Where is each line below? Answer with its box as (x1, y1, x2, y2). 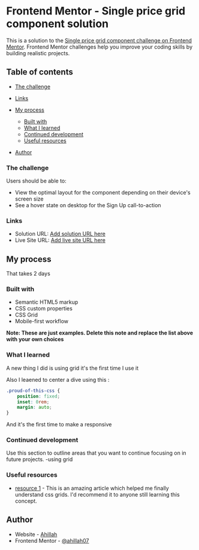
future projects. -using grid (6, 456, 73, 463)
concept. (14, 497, 37, 504)
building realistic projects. (6, 49, 70, 56)
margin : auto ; (17, 404, 52, 411)
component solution (6, 17, 109, 31)
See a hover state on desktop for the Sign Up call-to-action (14, 202, 161, 209)
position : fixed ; (17, 393, 61, 399)
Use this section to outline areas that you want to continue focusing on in (6, 449, 187, 457)
